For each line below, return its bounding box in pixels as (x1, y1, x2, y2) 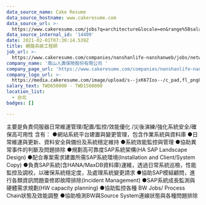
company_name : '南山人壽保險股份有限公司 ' (6, 60, 109, 66)
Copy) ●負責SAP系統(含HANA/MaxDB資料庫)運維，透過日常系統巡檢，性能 (6, 161, 197, 168)
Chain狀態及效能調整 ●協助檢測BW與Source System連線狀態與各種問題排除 (6, 192, 198, 199)
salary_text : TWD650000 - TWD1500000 (6, 83, 103, 89)
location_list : (6, 89, 45, 95)
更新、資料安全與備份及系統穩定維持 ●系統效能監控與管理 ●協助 (27, 138, 191, 146)
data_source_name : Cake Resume (6, 9, 86, 15)
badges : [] (6, 100, 34, 106)
